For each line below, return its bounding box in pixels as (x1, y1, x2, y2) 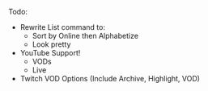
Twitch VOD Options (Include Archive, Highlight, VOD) (19, 74, 201, 83)
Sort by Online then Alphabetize (32, 31, 139, 40)
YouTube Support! (19, 48, 81, 57)
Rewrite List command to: (19, 23, 105, 31)
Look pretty (32, 39, 71, 49)
